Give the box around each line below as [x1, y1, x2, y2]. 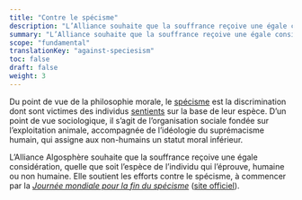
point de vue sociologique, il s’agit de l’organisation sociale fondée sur [9, 115, 270, 126]
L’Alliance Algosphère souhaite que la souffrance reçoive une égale [9, 152, 258, 162]
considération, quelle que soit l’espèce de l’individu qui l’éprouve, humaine [9, 161, 285, 171]
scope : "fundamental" [9, 38, 91, 48]
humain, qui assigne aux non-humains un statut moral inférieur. [9, 134, 244, 144]
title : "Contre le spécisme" [9, 13, 119, 22]
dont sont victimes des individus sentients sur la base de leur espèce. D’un [9, 105, 287, 117]
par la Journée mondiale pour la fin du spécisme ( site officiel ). [9, 180, 240, 191]
